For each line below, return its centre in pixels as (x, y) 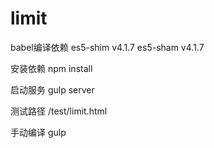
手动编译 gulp (38, 132)
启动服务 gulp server (52, 89)
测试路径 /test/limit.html (59, 111)
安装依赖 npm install (51, 68)
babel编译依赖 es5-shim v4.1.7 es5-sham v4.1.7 (107, 47)
